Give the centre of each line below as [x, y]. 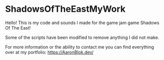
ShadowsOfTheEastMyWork [65, 9]
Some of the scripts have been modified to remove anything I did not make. [82, 37]
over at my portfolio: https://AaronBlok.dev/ [49, 52]
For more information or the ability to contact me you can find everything [80, 47]
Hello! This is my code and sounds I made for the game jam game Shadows [82, 23]
